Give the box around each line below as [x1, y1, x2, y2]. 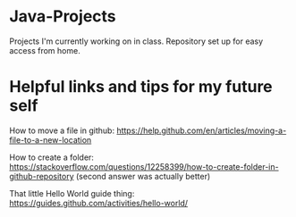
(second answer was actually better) [75, 171, 211, 181]
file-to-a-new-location [9, 134, 92, 145]
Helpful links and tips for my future [9, 77, 273, 97]
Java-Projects [9, 6, 116, 27]
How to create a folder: [9, 152, 94, 163]
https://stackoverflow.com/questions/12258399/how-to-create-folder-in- [9, 161, 279, 171]
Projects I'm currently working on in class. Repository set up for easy [9, 36, 264, 46]
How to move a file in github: [9, 125, 114, 136]
